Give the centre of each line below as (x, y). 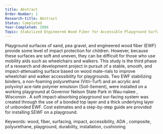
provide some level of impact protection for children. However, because (77, 51)
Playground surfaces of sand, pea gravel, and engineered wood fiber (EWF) (81, 46)
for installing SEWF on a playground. (41, 112)
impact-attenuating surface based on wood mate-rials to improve (70, 71)
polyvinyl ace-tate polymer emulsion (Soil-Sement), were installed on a (76, 87)
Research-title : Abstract (31, 18)
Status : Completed (24, 23)
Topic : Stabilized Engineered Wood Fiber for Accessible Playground (76, 32)
